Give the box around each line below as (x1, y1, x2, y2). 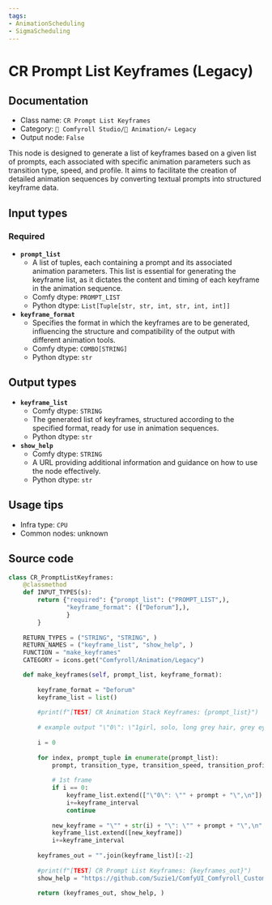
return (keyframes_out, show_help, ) (37, 889, 164, 897)
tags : (8, 11, 27, 20)
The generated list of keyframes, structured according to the (32, 414, 235, 424)
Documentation (8, 94, 89, 108)
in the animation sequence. (32, 284, 123, 293)
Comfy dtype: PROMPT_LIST (32, 292, 121, 302)
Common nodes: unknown (19, 528, 108, 538)
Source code (8, 552, 74, 566)
